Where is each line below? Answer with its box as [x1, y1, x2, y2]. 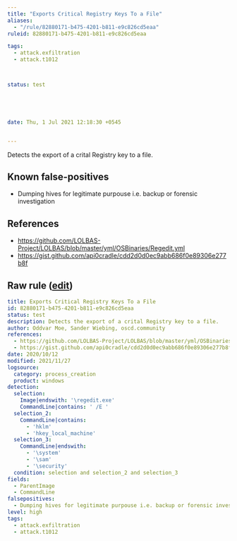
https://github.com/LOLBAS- [17, 236, 101, 245]
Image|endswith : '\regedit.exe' [20, 397, 115, 404]
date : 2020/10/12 [7, 351, 59, 358]
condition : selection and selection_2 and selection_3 [13, 469, 178, 476]
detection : [7, 383, 39, 391]
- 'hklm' [25, 423, 52, 430]
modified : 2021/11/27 [7, 357, 71, 364]
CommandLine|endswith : [20, 443, 87, 450]
